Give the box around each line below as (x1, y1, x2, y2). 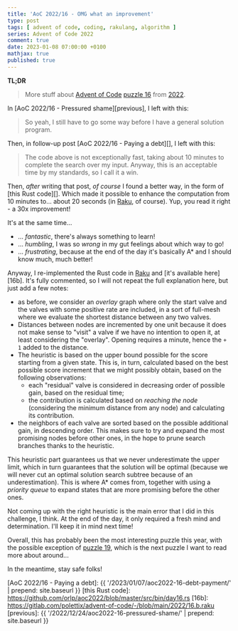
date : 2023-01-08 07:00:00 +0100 (7, 43, 107, 51)
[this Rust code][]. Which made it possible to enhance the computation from (7, 189, 229, 198)
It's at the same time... (7, 218, 72, 226)
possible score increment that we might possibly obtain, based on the (17, 365, 222, 374)
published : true (7, 57, 55, 64)
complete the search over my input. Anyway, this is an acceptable (24, 160, 218, 169)
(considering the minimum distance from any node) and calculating (28, 403, 225, 412)
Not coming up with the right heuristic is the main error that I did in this (7, 506, 215, 515)
